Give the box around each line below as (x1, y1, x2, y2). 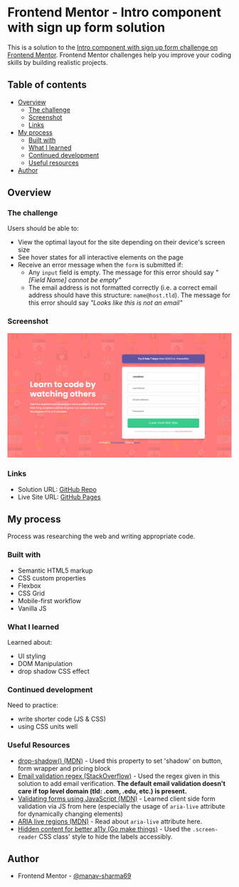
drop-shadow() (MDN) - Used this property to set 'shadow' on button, (17, 757, 223, 765)
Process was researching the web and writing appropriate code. (7, 532, 196, 540)
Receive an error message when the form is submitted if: (17, 261, 184, 270)
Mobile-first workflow (17, 596, 82, 605)
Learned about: (7, 638, 53, 646)
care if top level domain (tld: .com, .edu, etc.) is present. (17, 786, 187, 795)
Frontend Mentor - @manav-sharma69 (17, 871, 132, 881)
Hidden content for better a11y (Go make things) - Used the (17, 824, 191, 833)
